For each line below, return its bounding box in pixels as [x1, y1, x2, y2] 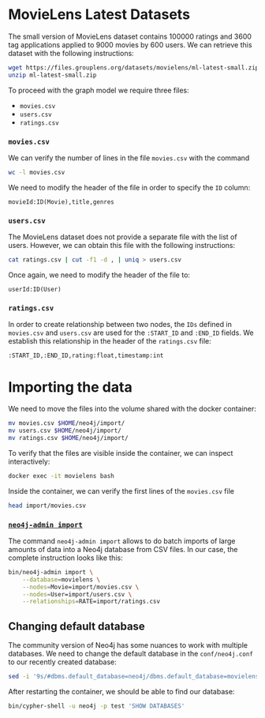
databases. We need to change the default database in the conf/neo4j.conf [8, 649, 254, 659]
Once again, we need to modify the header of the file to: [8, 270, 191, 280]
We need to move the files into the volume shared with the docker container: [8, 404, 256, 414]
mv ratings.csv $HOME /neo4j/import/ [8, 434, 129, 442]
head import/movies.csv [8, 502, 87, 509]
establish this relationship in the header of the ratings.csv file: [8, 336, 211, 346]
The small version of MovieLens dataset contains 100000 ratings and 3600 [8, 32, 252, 41]
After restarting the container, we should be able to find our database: [8, 687, 235, 696]
